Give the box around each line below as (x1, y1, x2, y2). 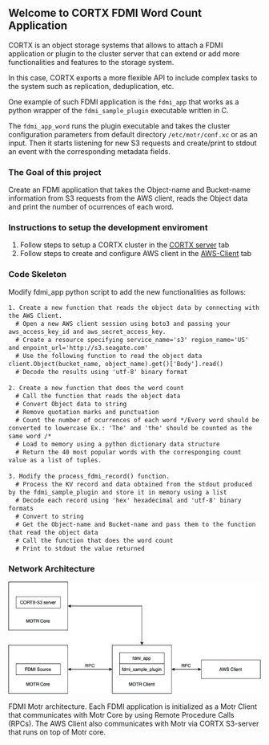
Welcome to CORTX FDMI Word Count (8, 6, 203, 20)
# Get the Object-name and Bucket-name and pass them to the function (15, 520, 256, 528)
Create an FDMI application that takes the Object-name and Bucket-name (8, 185, 251, 195)
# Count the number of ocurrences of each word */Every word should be (15, 416, 260, 424)
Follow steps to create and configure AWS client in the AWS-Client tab (19, 249, 252, 259)
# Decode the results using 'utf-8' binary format (15, 368, 188, 376)
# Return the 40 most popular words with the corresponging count (15, 448, 242, 456)
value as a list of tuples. (8, 456, 102, 464)
